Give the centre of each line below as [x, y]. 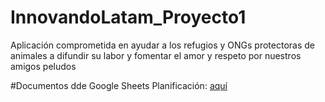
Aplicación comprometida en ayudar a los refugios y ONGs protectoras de [162, 45]
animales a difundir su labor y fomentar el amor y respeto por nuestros [156, 55]
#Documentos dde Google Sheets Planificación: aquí [119, 85]
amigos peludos [43, 66]
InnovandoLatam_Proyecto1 [128, 17]
